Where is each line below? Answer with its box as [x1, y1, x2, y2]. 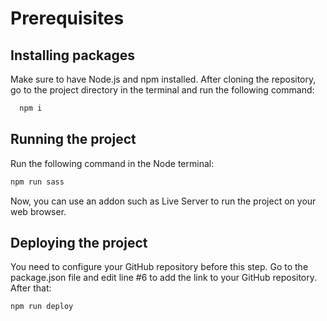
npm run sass [10, 177, 65, 187]
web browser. [10, 205, 67, 217]
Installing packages [10, 47, 136, 64]
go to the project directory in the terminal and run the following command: [10, 84, 315, 96]
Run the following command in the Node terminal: [10, 157, 215, 169]
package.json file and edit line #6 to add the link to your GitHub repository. [10, 272, 318, 284]
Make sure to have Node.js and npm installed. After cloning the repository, [10, 73, 317, 85]
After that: [10, 282, 52, 294]
